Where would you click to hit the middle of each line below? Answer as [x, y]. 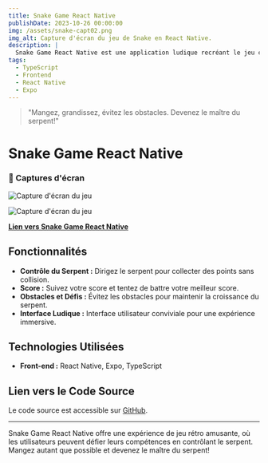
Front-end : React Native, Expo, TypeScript [91, 366]
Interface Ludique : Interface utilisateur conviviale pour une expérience [137, 313]
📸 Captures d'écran [47, 178]
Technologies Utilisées [66, 347]
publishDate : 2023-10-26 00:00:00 [66, 23]
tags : [17, 61]
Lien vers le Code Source [72, 391]
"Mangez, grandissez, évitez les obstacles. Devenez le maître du [134, 113]
